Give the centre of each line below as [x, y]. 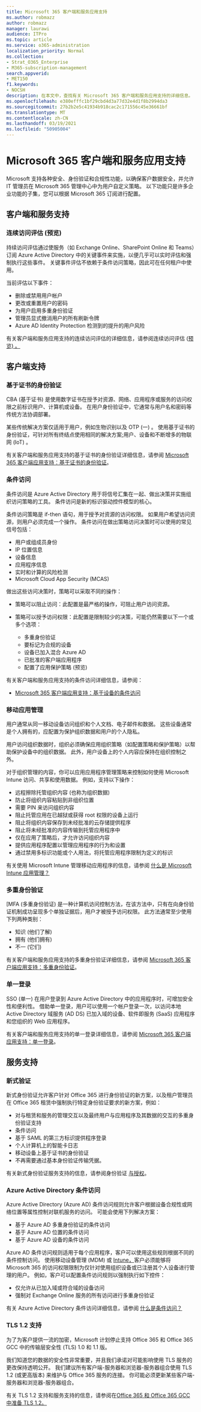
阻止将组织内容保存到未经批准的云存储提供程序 [73, 822]
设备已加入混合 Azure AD [55, 652]
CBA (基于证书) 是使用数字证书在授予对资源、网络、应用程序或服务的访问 [97, 399]
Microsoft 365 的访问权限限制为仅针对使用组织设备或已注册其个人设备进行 [98, 1268]
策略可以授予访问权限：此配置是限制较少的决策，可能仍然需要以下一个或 [104, 616]
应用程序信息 [31, 564]
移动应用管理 [25, 710]
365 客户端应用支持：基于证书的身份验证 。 [59, 462]
